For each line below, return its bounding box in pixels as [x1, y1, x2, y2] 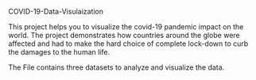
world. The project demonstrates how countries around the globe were [8, 31, 240, 40]
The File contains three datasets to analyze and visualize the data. [8, 63, 225, 72]
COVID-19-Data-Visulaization [8, 7, 104, 16]
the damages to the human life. [8, 48, 110, 56]
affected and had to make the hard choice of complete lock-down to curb [8, 39, 249, 48]
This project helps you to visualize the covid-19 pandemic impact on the [8, 22, 244, 31]
